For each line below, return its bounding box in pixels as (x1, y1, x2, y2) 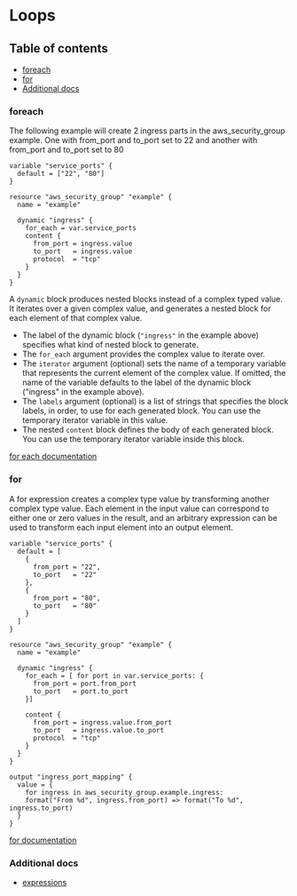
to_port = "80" (32, 601, 98, 610)
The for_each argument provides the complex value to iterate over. (21, 348, 266, 360)
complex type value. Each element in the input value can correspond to (9, 503, 270, 514)
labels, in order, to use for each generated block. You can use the (21, 405, 262, 416)
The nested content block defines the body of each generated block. (21, 424, 275, 436)
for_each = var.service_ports (25, 224, 137, 233)
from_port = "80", (32, 593, 101, 603)
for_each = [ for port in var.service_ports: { (25, 671, 204, 680)
